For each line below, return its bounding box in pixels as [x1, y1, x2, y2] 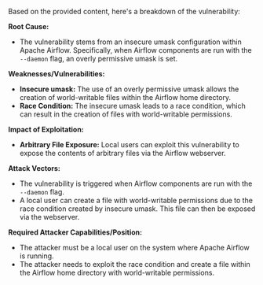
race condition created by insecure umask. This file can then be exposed [19, 204, 256, 213]
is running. [19, 251, 54, 261]
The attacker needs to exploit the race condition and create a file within [19, 260, 250, 268]
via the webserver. [19, 213, 80, 221]
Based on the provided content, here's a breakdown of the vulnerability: [8, 7, 241, 16]
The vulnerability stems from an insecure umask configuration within [19, 37, 242, 46]
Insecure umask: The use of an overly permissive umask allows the [19, 84, 239, 94]
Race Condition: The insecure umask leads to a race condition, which [19, 102, 246, 110]
